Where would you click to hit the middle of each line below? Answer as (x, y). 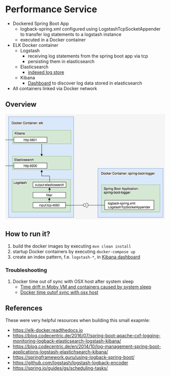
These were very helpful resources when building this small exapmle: (78, 320)
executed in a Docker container (53, 40)
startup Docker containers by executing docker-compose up (74, 252)
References (24, 308)
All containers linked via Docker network (55, 88)
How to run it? (28, 234)
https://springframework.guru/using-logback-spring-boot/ (74, 357)
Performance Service (51, 9)
